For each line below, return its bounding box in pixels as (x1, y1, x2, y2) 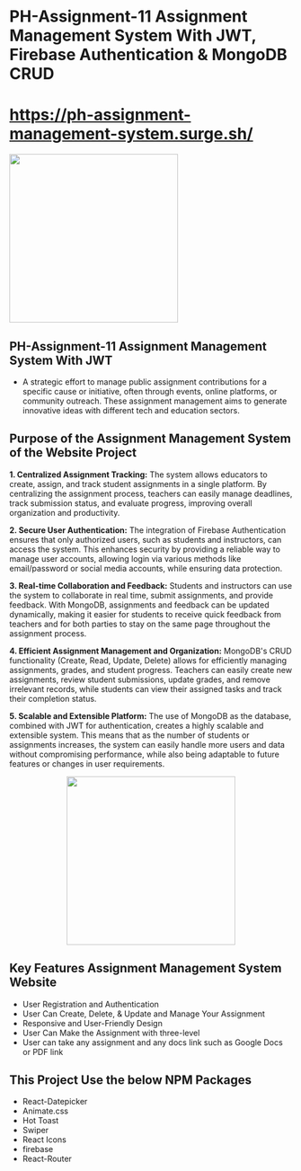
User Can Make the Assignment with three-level (22, 1027, 200, 1038)
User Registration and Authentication (22, 998, 160, 1009)
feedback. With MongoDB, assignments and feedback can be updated (9, 599, 270, 610)
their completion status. (9, 693, 97, 704)
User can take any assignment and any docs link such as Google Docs (22, 1036, 283, 1048)
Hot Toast (22, 1115, 59, 1126)
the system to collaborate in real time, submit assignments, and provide (9, 590, 274, 600)
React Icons (22, 1134, 67, 1145)
